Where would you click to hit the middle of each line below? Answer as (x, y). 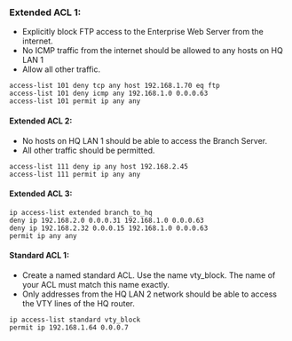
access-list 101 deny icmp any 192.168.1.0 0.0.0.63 (109, 94)
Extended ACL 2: (41, 121)
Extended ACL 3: (41, 194)
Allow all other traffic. (61, 69)
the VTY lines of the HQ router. (78, 303)
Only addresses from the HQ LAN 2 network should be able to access (150, 294)
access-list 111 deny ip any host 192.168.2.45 (99, 166)
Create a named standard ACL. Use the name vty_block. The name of (149, 275)
